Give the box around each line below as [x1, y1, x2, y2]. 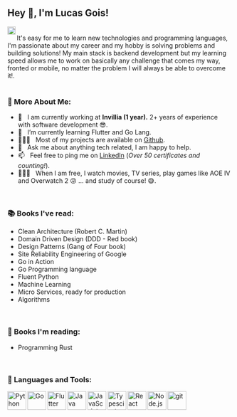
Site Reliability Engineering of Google [17, 250, 127, 258]
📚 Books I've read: [7, 208, 75, 218]
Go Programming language [17, 265, 98, 274]
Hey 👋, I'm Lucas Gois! [7, 7, 109, 19]
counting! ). [17, 162, 50, 170]
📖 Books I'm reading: [7, 327, 80, 337]
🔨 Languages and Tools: [7, 374, 93, 384]
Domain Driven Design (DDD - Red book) [17, 235, 138, 243]
